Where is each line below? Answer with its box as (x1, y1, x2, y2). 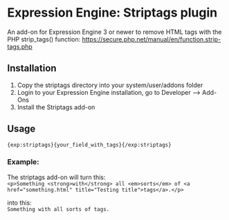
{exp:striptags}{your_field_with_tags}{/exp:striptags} (7, 141, 172, 148)
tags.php (7, 42, 33, 51)
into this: (7, 199, 33, 207)
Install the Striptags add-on (17, 102, 95, 111)
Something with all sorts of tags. (7, 205, 110, 212)
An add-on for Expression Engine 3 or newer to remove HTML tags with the (7, 28, 222, 36)
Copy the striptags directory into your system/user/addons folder (17, 81, 203, 89)
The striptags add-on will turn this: (7, 173, 106, 181)
